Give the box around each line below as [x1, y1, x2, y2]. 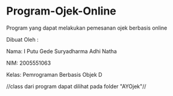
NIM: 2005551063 [6, 59, 51, 66]
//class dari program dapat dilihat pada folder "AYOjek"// [6, 83, 146, 90]
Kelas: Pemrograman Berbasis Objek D [6, 71, 102, 78]
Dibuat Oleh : [6, 36, 39, 43]
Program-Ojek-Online [6, 4, 116, 18]
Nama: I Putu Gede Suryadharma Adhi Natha [6, 47, 118, 55]
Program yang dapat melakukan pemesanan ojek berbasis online [6, 24, 168, 31]
